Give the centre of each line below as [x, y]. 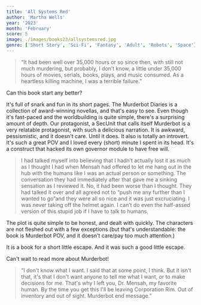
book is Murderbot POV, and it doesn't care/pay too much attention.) [91, 235]
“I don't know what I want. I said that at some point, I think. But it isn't [106, 270]
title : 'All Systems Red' [38, 12]
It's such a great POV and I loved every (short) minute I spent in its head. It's [100, 142]
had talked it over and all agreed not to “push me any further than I [103, 192]
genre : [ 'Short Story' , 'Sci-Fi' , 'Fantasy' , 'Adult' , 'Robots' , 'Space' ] [101, 45]
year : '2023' [22, 23]
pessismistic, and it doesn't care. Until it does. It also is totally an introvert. [98, 136]
